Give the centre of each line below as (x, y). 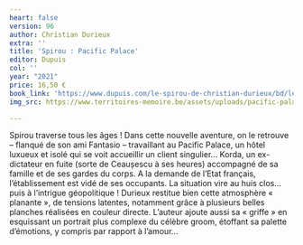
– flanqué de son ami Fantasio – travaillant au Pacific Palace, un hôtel (138, 145)
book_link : (30, 93)
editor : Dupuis (38, 60)
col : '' (24, 69)
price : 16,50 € (38, 85)
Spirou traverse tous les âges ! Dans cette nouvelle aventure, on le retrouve (149, 136)
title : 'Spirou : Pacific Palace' (74, 52)
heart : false (34, 18)
